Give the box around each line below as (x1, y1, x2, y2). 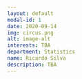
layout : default (7, 10, 54, 17)
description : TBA (7, 61, 57, 68)
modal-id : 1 (7, 16, 41, 23)
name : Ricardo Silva (7, 55, 67, 62)
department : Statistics (7, 49, 76, 56)
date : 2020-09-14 (7, 23, 57, 30)
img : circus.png (7, 29, 54, 36)
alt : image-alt (7, 36, 51, 43)
